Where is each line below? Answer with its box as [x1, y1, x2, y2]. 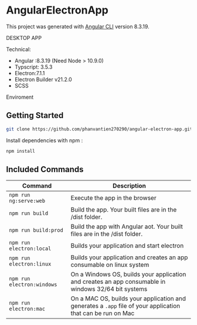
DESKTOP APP [6, 34, 42, 41]
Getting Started [6, 110, 64, 120]
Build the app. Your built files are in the [70, 206, 177, 214]
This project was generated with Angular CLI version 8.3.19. [6, 23, 150, 30]
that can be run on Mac [70, 309, 135, 317]
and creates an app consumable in [70, 277, 166, 286]
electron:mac [9, 306, 46, 312]
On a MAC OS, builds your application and [70, 294, 186, 303]
